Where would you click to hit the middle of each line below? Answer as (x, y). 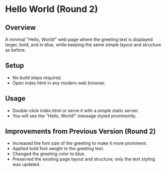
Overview (21, 28)
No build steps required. (37, 78)
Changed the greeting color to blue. (49, 154)
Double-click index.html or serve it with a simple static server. (76, 110)
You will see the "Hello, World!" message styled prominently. (74, 116)
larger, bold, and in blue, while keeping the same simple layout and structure (83, 45)
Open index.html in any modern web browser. (59, 83)
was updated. (26, 165)
